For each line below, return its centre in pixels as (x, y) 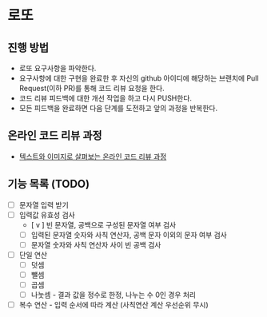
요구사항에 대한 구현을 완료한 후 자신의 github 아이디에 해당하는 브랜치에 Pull (139, 78)
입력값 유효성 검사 (47, 215)
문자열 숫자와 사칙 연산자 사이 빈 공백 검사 (96, 244)
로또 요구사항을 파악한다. (58, 68)
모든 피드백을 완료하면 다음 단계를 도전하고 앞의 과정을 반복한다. (118, 108)
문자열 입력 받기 (44, 204)
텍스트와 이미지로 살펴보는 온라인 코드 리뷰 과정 (93, 157)
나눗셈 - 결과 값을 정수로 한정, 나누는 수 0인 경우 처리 (114, 295)
